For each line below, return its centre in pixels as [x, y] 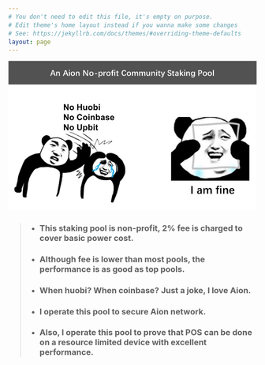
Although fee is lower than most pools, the [122, 259]
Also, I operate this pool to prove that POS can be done [146, 333]
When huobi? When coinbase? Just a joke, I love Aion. [145, 290]
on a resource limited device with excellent [123, 342]
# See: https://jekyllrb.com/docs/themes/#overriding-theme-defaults [125, 33]
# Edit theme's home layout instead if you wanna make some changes [123, 25]
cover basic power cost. [86, 238]
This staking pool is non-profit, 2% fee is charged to [141, 228]
